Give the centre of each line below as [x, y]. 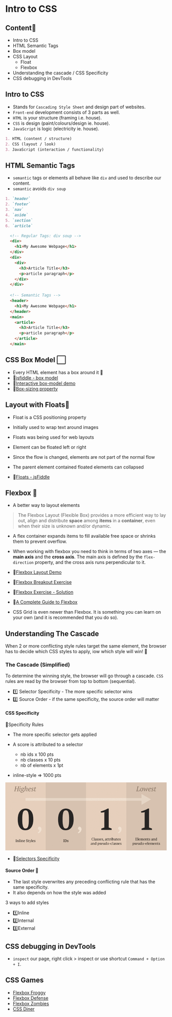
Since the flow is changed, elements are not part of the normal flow [84, 457]
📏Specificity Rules [25, 725]
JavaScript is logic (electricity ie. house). [56, 128]
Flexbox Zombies [31, 1003]
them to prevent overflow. [40, 541]
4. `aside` [17, 215]
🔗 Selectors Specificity [36, 858]
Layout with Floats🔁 [38, 405]
